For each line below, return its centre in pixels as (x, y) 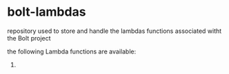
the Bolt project (29, 38)
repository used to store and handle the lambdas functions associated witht (114, 31)
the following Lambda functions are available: (72, 51)
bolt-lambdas (47, 12)
